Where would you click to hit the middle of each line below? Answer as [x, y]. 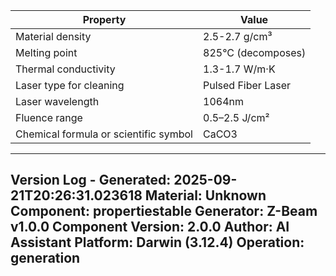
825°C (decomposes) [255, 52]
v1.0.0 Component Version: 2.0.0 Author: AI [150, 227]
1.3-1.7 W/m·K [239, 69]
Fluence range [49, 117]
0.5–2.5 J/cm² [236, 117]
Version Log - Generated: [91, 180]
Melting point [46, 52]
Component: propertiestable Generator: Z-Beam [164, 211]
